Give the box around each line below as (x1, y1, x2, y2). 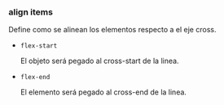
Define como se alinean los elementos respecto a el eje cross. (8, 25, 217, 35)
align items (8, 6, 53, 18)
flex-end (20, 73, 51, 82)
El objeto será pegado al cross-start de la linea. (20, 56, 179, 66)
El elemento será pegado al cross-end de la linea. (20, 87, 187, 97)
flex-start (20, 42, 58, 50)
